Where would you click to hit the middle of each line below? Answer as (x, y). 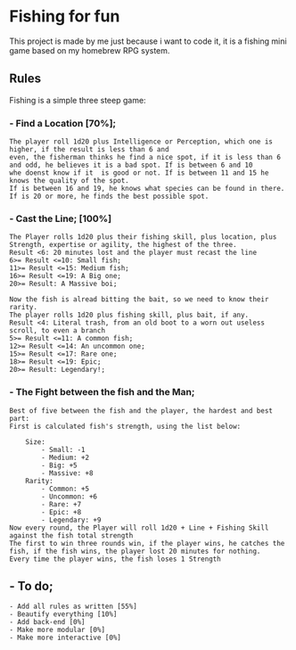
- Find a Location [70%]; (63, 123)
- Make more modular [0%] (57, 630)
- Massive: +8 (67, 473)
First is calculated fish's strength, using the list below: (125, 426)
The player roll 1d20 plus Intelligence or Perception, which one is (141, 142)
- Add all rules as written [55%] (74, 607)
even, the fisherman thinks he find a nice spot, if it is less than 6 (145, 158)
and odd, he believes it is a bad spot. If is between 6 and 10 (131, 165)
